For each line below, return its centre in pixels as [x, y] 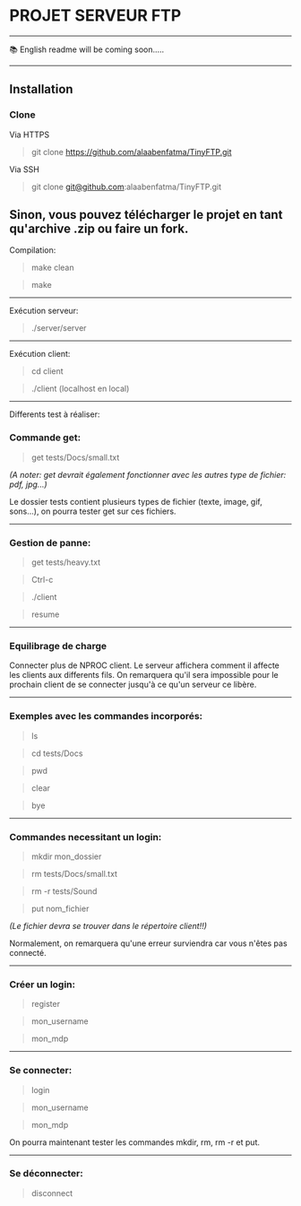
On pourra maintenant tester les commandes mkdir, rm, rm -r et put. [135, 1142]
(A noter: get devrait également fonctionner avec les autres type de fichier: [148, 474]
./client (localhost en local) [80, 389]
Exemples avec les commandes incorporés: [106, 716]
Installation [41, 89]
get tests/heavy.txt [66, 562]
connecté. [28, 952]
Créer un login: [43, 985]
